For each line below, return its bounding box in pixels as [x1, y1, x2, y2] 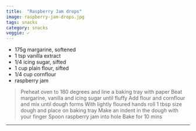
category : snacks [6, 24, 48, 31]
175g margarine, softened [14, 46, 76, 53]
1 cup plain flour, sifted [14, 65, 69, 72]
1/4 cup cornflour [14, 71, 57, 78]
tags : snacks [6, 19, 38, 25]
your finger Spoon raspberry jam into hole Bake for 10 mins [20, 113, 162, 120]
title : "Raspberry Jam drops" [6, 8, 82, 15]
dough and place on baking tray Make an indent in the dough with [20, 107, 179, 114]
